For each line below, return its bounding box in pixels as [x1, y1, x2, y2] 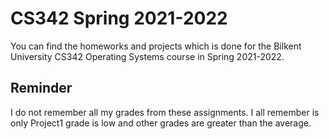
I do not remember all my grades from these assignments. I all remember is [10, 106, 320, 118]
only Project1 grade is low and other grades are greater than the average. [10, 117, 312, 129]
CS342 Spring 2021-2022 [10, 7, 228, 30]
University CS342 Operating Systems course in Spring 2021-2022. [10, 50, 285, 62]
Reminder [10, 80, 73, 97]
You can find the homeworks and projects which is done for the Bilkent [10, 40, 302, 52]
